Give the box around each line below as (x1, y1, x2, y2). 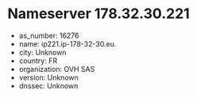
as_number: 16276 (18, 31, 79, 40)
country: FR (18, 56, 57, 65)
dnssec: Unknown (18, 80, 79, 91)
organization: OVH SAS (18, 64, 95, 73)
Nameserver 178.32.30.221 (7, 5, 190, 23)
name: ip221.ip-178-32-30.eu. (18, 39, 117, 48)
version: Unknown (18, 73, 79, 82)
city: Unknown (18, 47, 67, 57)
